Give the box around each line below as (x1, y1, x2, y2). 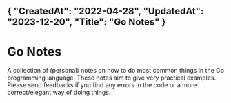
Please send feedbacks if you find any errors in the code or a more (7, 81, 197, 89)
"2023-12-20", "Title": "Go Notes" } (7, 16, 167, 28)
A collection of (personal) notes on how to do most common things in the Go (7, 67, 225, 75)
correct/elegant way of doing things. (7, 89, 111, 97)
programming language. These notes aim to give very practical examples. (7, 73, 217, 82)
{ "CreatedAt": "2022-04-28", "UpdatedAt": (7, 5, 204, 17)
